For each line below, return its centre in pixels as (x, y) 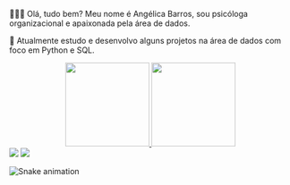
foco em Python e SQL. (52, 50)
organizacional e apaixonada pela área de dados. (100, 23)
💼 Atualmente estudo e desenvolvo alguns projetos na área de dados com (145, 41)
